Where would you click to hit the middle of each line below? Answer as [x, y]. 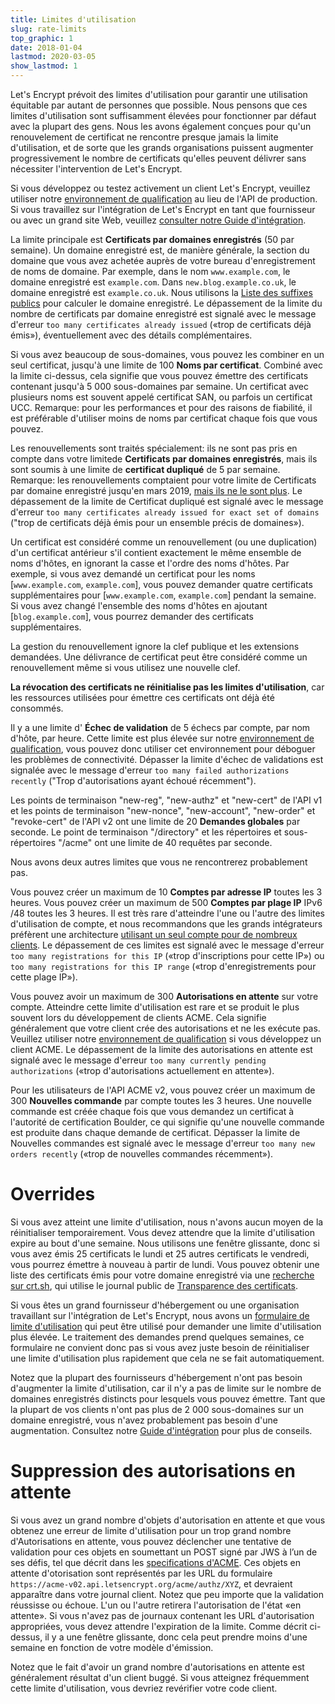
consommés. [37, 708]
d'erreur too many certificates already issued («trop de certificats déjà [161, 324]
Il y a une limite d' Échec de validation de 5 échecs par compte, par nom [160, 727]
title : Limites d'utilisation [73, 19]
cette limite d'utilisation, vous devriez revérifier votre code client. [144, 1688]
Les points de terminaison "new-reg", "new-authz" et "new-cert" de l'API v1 [166, 800]
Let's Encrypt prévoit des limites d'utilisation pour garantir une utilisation [159, 94]
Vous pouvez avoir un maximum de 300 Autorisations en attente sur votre [164, 996]
